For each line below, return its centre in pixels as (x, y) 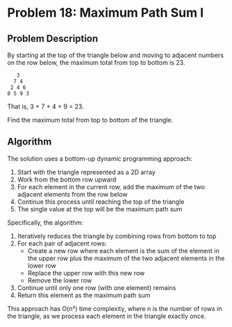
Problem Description (53, 39)
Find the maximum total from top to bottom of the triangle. (90, 120)
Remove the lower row (60, 280)
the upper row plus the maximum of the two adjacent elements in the (126, 258)
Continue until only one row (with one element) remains (97, 287)
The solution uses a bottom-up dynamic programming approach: (100, 159)
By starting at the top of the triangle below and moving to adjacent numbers (116, 55)
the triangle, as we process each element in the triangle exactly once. (107, 316)
